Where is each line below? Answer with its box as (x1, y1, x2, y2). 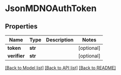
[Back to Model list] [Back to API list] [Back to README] (5, 65, 116, 71)
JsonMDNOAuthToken (5, 3, 97, 14)
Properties (5, 22, 38, 30)
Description (45, 37, 74, 43)
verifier (7, 53, 25, 59)
